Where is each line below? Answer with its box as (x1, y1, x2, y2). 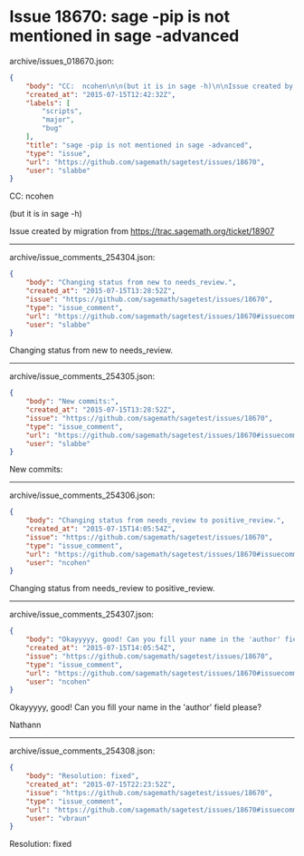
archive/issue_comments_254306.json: (9, 490, 156, 501)
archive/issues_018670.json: (9, 55, 115, 66)
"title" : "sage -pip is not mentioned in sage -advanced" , (25, 141, 253, 150)
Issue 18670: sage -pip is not (9, 6, 231, 27)
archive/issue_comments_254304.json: (9, 252, 156, 263)
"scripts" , (42, 107, 83, 116)
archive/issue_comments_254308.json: (9, 745, 156, 756)
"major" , (42, 115, 75, 124)
